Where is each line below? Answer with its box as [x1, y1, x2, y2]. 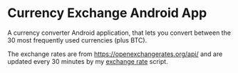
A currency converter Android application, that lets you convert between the [7, 28, 232, 37]
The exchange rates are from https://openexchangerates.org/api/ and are [7, 50, 223, 58]
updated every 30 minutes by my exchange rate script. [7, 57, 169, 65]
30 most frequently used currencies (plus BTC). [7, 35, 148, 44]
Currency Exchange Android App [7, 5, 207, 21]
